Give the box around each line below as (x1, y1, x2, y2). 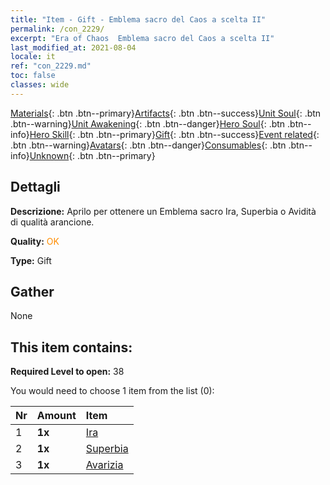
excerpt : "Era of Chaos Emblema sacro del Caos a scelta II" (10, 33, 275, 43)
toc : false (10, 71, 56, 81)
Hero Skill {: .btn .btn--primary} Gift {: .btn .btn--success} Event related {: (29, 128, 320, 140)
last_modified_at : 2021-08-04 (10, 42, 137, 53)
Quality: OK (10, 235, 60, 247)
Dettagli (10, 179, 61, 196)
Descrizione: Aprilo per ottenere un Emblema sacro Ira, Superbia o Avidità (10, 205, 317, 217)
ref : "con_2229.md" (10, 61, 92, 71)
